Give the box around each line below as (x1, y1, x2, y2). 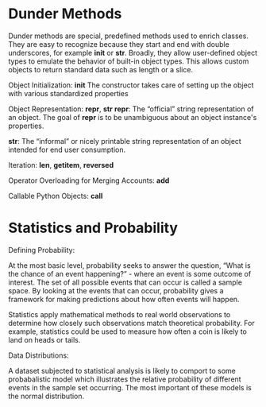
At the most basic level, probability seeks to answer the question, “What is (8, 260, 252, 270)
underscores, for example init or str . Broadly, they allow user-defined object (8, 48, 258, 57)
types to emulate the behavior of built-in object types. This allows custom (8, 56, 249, 66)
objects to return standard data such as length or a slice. (8, 64, 193, 74)
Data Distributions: (8, 351, 69, 360)
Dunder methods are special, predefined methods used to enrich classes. (8, 31, 249, 41)
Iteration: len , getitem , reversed (8, 160, 114, 169)
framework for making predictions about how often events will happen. (8, 294, 240, 304)
